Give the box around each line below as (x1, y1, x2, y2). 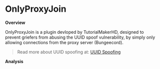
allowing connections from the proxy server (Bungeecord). (5, 39, 124, 45)
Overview (5, 20, 26, 25)
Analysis (5, 58, 24, 64)
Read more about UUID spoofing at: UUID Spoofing (17, 49, 121, 55)
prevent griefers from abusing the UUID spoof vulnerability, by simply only (5, 34, 156, 40)
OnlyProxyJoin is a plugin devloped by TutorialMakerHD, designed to (5, 29, 144, 35)
